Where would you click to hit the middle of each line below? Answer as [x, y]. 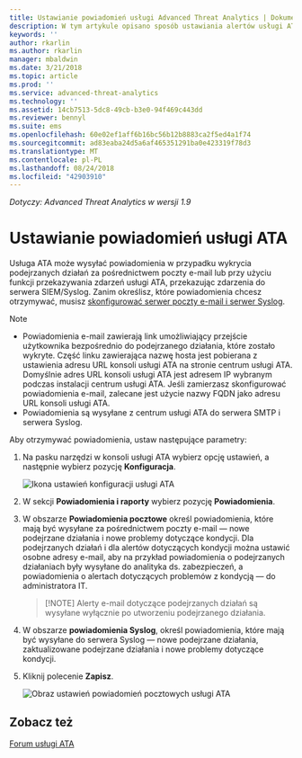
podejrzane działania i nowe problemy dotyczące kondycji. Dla [138, 538]
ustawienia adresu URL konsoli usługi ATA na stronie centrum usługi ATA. [157, 365]
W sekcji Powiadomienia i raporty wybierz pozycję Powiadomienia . [149, 502]
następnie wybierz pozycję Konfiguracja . [99, 467]
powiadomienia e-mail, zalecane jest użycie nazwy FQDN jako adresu [151, 394]
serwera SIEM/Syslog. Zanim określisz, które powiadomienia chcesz [136, 292]
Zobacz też [41, 722]
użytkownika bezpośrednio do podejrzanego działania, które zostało [149, 346]
